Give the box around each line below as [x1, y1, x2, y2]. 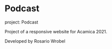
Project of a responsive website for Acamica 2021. [4, 28, 108, 34]
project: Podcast [4, 19, 38, 25]
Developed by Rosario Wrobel [4, 38, 65, 44]
